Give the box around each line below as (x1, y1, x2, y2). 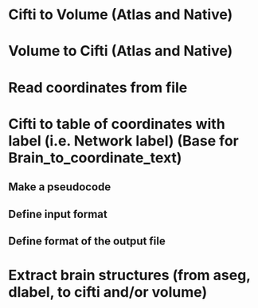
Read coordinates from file (8, 78, 188, 96)
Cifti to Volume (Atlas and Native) (8, 6, 233, 24)
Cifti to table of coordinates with (8, 115, 225, 133)
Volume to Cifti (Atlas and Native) (8, 42, 233, 60)
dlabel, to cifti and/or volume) (8, 283, 208, 302)
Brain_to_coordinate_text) (8, 149, 182, 166)
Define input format (8, 207, 107, 220)
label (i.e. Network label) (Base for (8, 131, 239, 150)
